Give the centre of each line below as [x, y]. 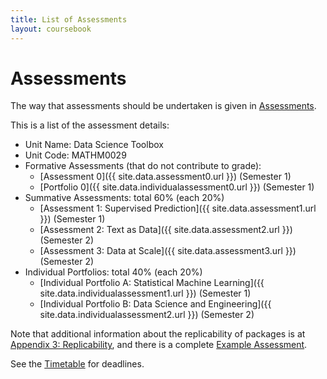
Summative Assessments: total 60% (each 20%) [124, 198]
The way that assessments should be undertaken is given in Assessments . [163, 106]
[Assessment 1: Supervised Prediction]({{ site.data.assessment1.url [178, 208]
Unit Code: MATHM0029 [75, 155]
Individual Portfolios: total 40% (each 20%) [113, 272]
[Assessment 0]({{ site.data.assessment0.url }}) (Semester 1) [165, 177]
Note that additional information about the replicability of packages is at [158, 334]
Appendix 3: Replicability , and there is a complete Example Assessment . [159, 345]
